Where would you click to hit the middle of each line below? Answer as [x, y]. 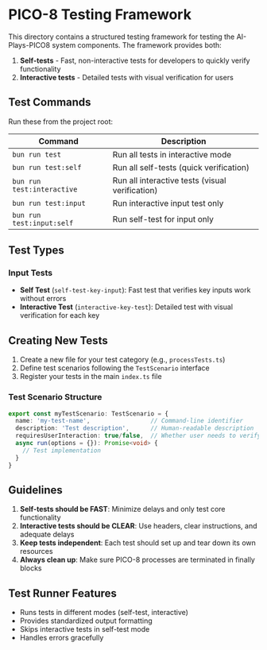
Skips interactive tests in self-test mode [85, 629]
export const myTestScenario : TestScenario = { [89, 414]
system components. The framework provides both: [137, 44]
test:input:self [43, 223]
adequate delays [47, 535]
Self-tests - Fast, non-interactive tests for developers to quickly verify [135, 60]
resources [36, 551]
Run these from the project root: [61, 122]
